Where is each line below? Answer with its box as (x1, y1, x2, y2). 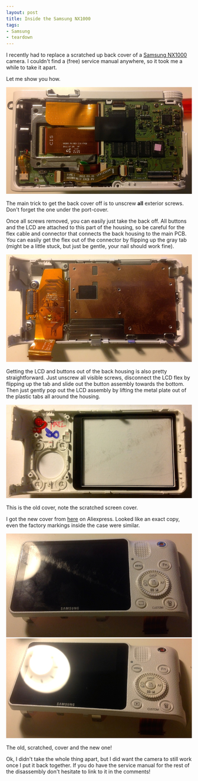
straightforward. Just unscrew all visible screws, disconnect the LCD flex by (6, 374, 190, 381)
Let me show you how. (6, 76, 61, 83)
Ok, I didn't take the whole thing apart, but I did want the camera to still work (6, 756, 192, 763)
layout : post (6, 9, 38, 15)
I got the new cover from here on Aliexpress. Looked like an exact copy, (6, 516, 180, 523)
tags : (6, 22, 19, 28)
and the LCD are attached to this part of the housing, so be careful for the (6, 223, 185, 230)
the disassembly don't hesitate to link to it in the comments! (6, 768, 151, 775)
